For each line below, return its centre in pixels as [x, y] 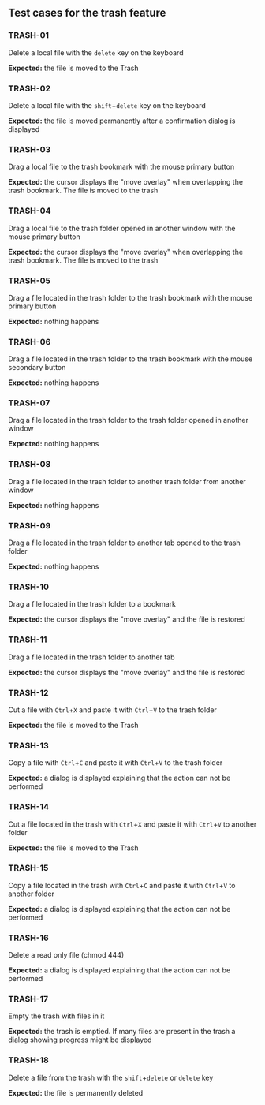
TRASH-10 [29, 587]
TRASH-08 [30, 465]
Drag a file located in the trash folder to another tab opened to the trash [124, 543]
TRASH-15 [28, 868]
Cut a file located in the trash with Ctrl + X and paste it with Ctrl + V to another [132, 824]
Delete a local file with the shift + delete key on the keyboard [107, 105]
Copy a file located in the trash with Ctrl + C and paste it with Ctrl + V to [122, 885]
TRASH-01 [29, 35]
